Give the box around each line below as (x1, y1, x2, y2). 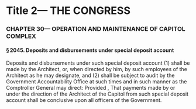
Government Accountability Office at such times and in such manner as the (6, 78, 187, 85)
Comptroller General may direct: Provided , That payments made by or (6, 85, 176, 92)
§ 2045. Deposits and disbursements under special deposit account (6, 47, 174, 54)
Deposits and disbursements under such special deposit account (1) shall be (6, 59, 190, 66)
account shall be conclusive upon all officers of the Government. (6, 97, 162, 104)
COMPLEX (6, 32, 36, 40)
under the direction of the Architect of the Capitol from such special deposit (6, 90, 189, 97)
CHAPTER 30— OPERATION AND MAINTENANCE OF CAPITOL (6, 25, 185, 33)
